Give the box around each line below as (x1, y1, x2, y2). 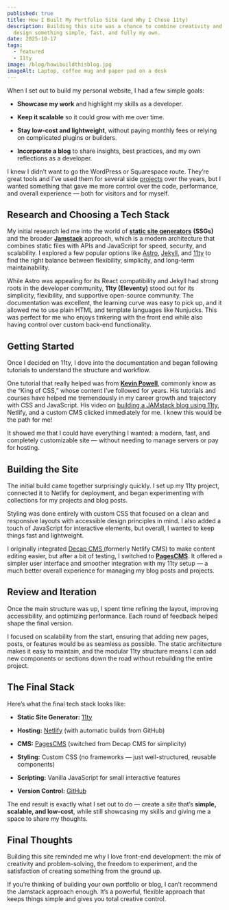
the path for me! (7, 416, 53, 424)
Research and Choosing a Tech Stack (7, 208, 170, 220)
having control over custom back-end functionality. (7, 320, 152, 329)
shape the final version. (7, 619, 73, 627)
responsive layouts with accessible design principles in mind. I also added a (7, 516, 221, 525)
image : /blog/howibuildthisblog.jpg (7, 61, 112, 68)
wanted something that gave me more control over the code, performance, (7, 182, 218, 190)
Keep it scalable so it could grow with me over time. (16, 112, 165, 121)
